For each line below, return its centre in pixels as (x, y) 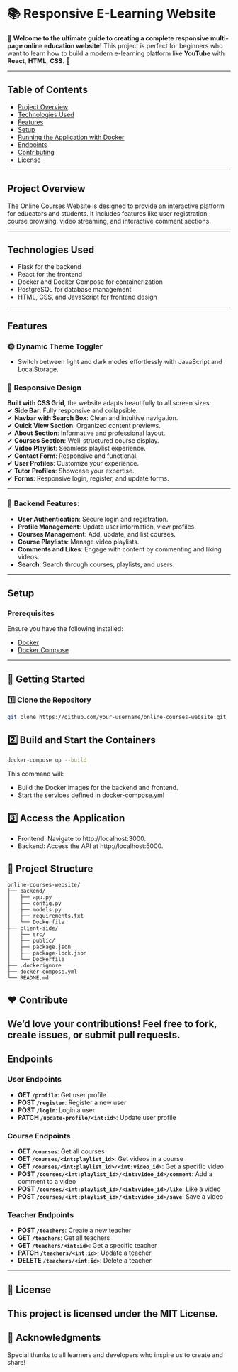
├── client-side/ (33, 928)
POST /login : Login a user (56, 1110)
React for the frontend (50, 275)
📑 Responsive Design (45, 388)
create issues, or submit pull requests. (94, 1035)
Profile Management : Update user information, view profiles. (107, 527)
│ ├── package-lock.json (47, 953)
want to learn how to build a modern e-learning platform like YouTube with (116, 53)
